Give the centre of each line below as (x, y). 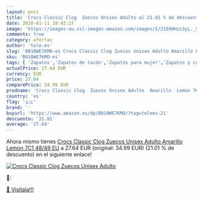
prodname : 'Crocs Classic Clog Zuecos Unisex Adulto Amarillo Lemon (98, 91)
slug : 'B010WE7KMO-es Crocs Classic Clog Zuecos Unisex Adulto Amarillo (100, 51)
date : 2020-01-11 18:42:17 (40, 23)
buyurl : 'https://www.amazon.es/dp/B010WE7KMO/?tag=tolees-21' (88, 113)
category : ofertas (29, 40)
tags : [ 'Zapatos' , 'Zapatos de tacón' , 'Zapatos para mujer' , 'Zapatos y (98, 62)
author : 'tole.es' (29, 46)
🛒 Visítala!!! (20, 190)
